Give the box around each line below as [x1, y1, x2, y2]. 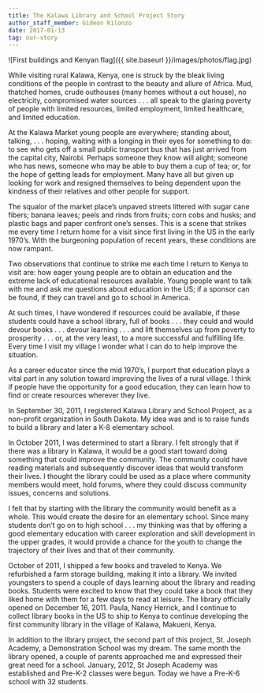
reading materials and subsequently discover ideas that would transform [8, 463, 244, 473]
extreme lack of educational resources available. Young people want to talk [8, 276, 252, 285]
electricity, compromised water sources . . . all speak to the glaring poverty [8, 96, 251, 105]
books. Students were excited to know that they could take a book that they [8, 586, 254, 596]
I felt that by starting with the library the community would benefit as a [8, 503, 236, 514]
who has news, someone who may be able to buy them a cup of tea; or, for [8, 161, 251, 171]
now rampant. [8, 244, 54, 254]
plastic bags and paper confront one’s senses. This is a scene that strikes [8, 219, 247, 228]
